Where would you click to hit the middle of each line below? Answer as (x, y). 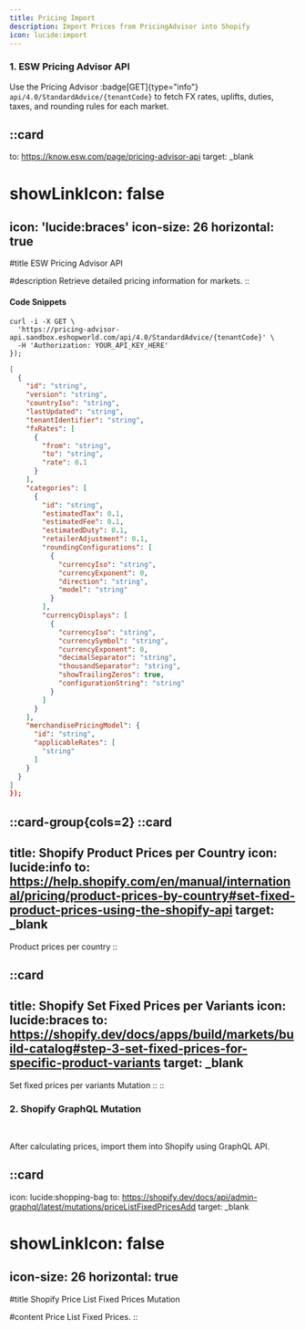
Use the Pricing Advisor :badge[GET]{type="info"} (104, 87)
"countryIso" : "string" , (73, 403)
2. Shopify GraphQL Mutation (76, 1108)
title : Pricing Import (52, 18)
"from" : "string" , (77, 445)
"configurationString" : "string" (121, 684)
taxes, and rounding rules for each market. (89, 106)
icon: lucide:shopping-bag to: (65, 1197)
